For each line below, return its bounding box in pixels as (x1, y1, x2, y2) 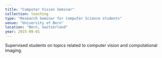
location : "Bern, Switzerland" (5, 25, 68, 30)
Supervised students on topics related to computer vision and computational (5, 43, 158, 48)
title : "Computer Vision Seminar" (5, 7, 75, 12)
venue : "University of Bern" (5, 20, 64, 25)
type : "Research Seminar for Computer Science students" (5, 16, 122, 21)
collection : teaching (5, 12, 49, 16)
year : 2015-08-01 (5, 29, 40, 34)
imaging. (5, 47, 23, 53)
